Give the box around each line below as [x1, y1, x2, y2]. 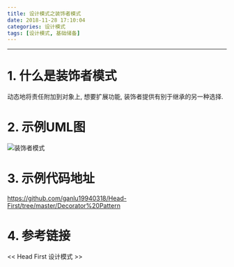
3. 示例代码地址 [7, 171, 95, 186]
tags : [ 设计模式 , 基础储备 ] [7, 29, 80, 37]
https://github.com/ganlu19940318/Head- [7, 194, 127, 202]
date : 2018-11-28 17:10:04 [7, 17, 86, 24]
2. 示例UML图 [7, 120, 86, 136]
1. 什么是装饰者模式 [7, 68, 117, 84]
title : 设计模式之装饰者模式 [7, 10, 81, 17]
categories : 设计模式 [7, 23, 66, 30]
